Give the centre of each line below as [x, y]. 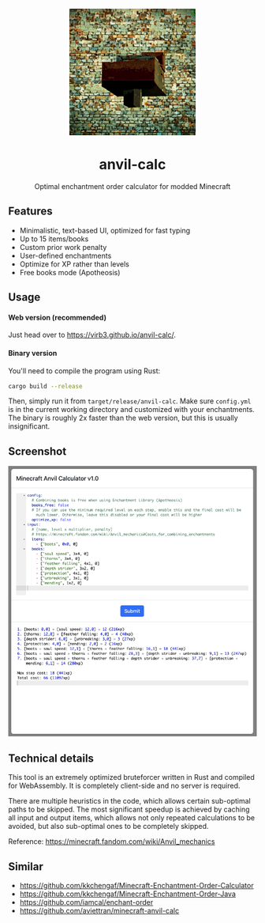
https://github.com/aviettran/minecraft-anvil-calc [99, 911]
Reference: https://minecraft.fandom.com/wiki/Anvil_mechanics [112, 842]
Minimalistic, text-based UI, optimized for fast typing [105, 230]
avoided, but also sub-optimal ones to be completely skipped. [108, 827]
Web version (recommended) [57, 317]
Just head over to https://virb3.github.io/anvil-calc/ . [92, 335]
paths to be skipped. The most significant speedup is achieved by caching [129, 810]
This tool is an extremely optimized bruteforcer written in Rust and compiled [131, 777]
